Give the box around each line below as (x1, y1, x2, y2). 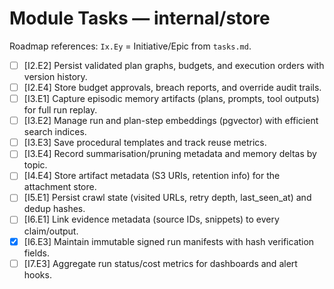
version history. (23, 71, 88, 82)
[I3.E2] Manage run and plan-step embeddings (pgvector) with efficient (23, 115, 319, 127)
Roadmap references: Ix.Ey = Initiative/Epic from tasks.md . (9, 40, 252, 52)
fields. (23, 247, 50, 259)
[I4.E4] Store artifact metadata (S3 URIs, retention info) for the (23, 170, 281, 182)
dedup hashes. (23, 203, 86, 215)
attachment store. (23, 181, 97, 193)
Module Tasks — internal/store (9, 7, 271, 30)
